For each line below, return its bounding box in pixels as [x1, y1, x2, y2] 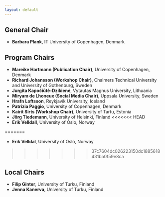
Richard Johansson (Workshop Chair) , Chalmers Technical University [11, 77, 157, 83]
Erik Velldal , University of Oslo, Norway [11, 139, 94, 145]
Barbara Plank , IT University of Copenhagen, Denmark [11, 39, 125, 45]
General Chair [4, 26, 49, 34]
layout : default [4, 7, 38, 12]
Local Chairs [4, 168, 44, 177]
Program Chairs [4, 53, 55, 62]
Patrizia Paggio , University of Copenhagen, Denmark [11, 103, 122, 109]
